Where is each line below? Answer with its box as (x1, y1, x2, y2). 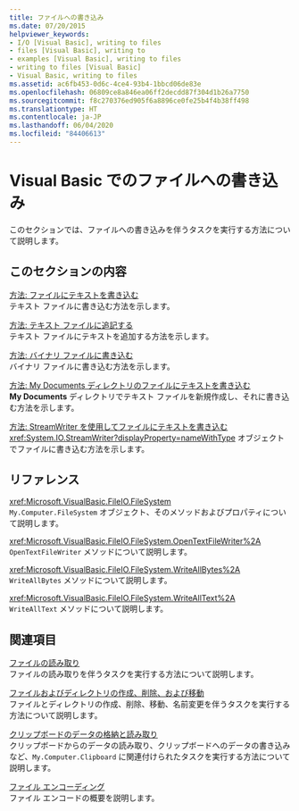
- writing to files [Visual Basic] (9, 63, 142, 72)
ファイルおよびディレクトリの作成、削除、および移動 (9, 688, 205, 698)
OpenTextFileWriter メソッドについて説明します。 (9, 547, 192, 557)
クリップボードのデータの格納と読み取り (9, 729, 158, 740)
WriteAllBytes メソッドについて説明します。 (9, 575, 172, 586)
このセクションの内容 (9, 264, 127, 280)
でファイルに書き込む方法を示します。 (9, 443, 150, 454)
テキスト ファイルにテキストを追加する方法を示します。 (9, 330, 214, 341)
